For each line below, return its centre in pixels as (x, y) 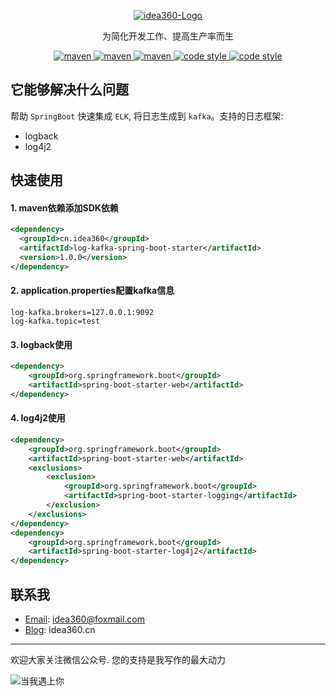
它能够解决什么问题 (69, 90)
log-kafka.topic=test (55, 321)
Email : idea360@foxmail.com (85, 619)
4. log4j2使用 (38, 418)
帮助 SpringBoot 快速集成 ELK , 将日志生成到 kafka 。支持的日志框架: (147, 116)
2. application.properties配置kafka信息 (92, 291)
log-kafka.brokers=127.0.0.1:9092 (82, 312)
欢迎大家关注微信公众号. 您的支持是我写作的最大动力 (118, 659)
